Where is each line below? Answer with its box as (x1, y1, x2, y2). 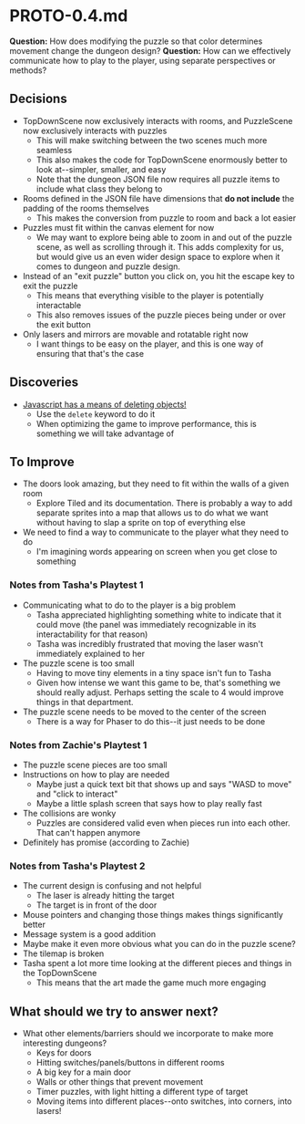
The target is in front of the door (36, 900, 158, 911)
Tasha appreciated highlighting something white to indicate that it (36, 609, 282, 620)
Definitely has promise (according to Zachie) (22, 837, 190, 848)
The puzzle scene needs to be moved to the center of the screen (22, 706, 267, 717)
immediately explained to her (36, 648, 146, 659)
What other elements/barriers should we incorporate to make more (22, 1028, 274, 1039)
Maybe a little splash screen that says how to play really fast (36, 797, 262, 808)
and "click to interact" (36, 788, 118, 799)
